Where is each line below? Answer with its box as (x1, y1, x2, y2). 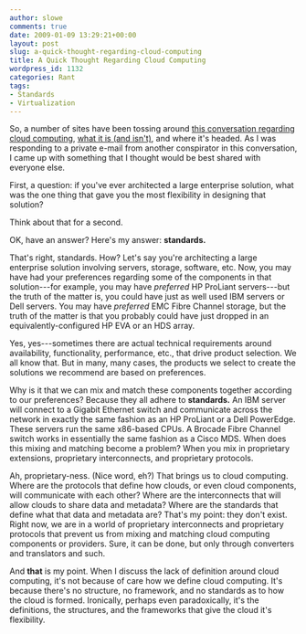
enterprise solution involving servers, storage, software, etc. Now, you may (9, 262, 292, 273)
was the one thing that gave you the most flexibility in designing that (9, 189, 267, 201)
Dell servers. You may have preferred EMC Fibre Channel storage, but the (9, 301, 286, 312)
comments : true (9, 22, 68, 31)
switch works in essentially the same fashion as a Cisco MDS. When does (9, 433, 287, 444)
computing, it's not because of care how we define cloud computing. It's (9, 576, 283, 586)
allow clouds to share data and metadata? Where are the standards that (9, 500, 279, 511)
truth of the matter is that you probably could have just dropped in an (9, 311, 269, 322)
